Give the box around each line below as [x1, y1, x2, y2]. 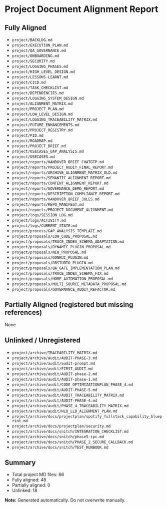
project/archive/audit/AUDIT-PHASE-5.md [11, 387, 97, 393]
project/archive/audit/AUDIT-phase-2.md [11, 371, 97, 377]
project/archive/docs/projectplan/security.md [11, 424, 111, 429]
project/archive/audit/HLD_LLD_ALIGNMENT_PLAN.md [11, 409, 118, 414]
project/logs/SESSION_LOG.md [11, 213, 73, 218]
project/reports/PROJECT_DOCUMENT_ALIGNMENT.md [11, 207, 113, 212]
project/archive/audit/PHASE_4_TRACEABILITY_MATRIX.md [11, 403, 129, 408]
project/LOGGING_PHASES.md [11, 64, 68, 69]
